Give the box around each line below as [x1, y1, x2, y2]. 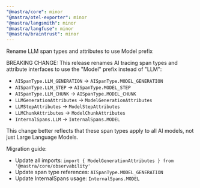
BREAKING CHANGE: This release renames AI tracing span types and [6, 59, 178, 67]
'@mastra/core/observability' [14, 163, 91, 169]
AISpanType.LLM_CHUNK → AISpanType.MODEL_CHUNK [14, 90, 136, 97]
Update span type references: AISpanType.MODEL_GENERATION [14, 169, 163, 176]
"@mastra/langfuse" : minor [6, 25, 74, 32]
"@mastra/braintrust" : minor [6, 31, 79, 37]
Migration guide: [6, 145, 47, 153]
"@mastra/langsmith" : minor [6, 20, 77, 26]
